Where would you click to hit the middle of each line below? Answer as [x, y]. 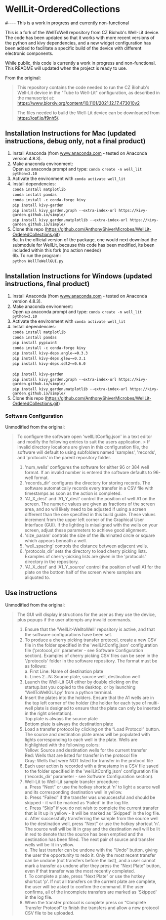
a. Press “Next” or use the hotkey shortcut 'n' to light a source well [92, 787]
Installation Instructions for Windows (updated [79, 276]
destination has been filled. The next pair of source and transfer [89, 839]
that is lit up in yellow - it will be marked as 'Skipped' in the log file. [92, 813]
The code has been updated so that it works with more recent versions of [80, 38]
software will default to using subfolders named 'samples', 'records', [87, 452]
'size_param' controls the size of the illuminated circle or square [90, 535]
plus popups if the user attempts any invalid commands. [74, 619]
